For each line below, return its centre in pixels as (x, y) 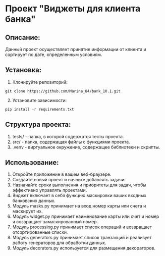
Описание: (23, 37)
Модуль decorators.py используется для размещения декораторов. (84, 248)
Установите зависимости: (39, 100)
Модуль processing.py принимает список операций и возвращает (82, 227)
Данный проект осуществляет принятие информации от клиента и (76, 49)
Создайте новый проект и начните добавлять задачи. (69, 180)
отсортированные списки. (40, 232)
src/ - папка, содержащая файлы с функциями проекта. (71, 142)
